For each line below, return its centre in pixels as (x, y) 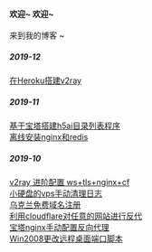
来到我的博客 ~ (37, 35)
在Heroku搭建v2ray (46, 80)
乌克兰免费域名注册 (45, 205)
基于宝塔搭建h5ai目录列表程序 (65, 126)
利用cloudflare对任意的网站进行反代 (76, 216)
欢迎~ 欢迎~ (32, 14)
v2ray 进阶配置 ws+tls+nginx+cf (70, 182)
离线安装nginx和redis (49, 137)
